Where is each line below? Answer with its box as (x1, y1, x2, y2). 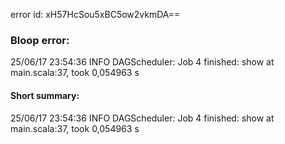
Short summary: (10, 89, 80, 101)
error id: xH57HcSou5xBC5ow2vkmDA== (10, 9, 181, 20)
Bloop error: (10, 33, 70, 47)
